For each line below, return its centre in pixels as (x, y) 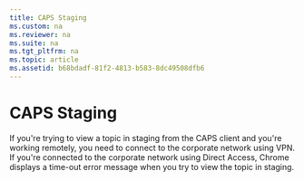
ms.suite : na (34, 43)
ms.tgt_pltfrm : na (44, 52)
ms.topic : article (44, 60)
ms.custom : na (36, 26)
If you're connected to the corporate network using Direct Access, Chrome (149, 157)
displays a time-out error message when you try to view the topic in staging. (152, 167)
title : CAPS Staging (49, 18)
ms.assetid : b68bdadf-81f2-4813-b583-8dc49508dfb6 (107, 69)
